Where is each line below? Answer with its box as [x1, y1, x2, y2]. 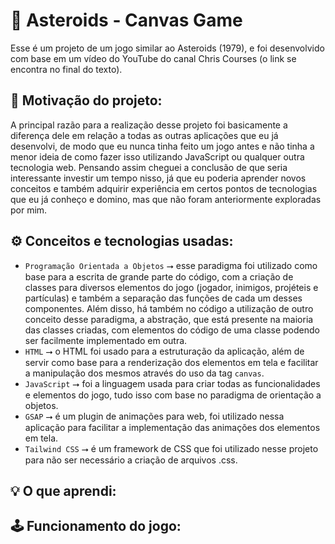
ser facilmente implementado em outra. [24, 334, 188, 346]
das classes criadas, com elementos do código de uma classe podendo [24, 324, 320, 336]
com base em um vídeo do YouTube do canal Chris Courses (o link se [10, 52, 297, 64]
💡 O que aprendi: [10, 482, 117, 499]
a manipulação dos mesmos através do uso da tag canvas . [24, 367, 265, 379]
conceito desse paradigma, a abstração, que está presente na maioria [24, 313, 314, 325]
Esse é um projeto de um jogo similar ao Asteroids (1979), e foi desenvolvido [10, 42, 325, 54]
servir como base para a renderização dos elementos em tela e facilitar [24, 356, 319, 368]
